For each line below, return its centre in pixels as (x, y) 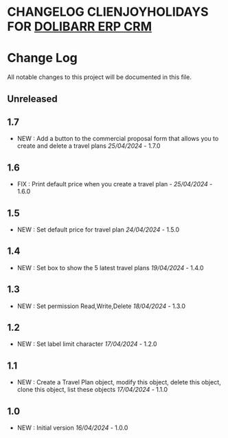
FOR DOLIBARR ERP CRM (80, 26)
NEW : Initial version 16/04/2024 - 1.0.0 (72, 428)
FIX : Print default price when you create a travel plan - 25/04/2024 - (115, 184)
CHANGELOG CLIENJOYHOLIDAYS (108, 12)
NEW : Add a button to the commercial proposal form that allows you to (118, 139)
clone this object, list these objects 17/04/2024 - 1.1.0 (92, 390)
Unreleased (33, 99)
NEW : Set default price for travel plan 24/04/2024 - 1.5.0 (98, 229)
